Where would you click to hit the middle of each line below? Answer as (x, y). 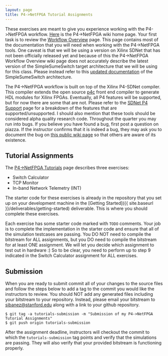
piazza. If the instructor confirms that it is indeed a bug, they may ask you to (83, 129)
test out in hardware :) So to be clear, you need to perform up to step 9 (78, 250)
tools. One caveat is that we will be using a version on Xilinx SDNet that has (83, 50)
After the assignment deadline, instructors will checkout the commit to (77, 332)
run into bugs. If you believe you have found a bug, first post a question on (82, 124)
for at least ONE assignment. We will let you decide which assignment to (80, 245)
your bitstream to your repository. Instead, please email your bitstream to (80, 300)
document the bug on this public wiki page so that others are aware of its (80, 135)
